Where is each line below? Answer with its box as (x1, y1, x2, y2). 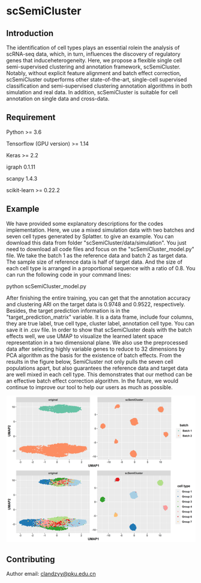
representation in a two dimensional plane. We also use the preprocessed (6, 339, 188, 346)
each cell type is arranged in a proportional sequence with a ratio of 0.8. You (6, 264, 196, 271)
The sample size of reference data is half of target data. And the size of (6, 258, 183, 265)
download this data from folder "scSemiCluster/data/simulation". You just (6, 239, 187, 246)
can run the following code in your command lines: (6, 271, 131, 278)
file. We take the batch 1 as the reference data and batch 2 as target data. (6, 252, 188, 259)
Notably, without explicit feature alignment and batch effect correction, (6, 70, 181, 76)
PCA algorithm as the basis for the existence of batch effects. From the (6, 351, 182, 358)
